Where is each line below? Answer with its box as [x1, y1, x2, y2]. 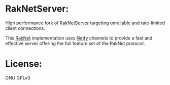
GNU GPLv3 [5, 74, 30, 81]
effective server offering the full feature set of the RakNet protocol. [5, 40, 145, 46]
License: [5, 58, 42, 70]
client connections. [5, 25, 45, 31]
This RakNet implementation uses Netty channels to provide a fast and [5, 35, 153, 41]
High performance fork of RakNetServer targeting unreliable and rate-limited [5, 20, 165, 26]
